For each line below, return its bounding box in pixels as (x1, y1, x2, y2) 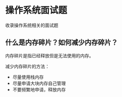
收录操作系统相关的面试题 (5, 22, 58, 28)
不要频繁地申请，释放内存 (12, 86, 66, 92)
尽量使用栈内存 (12, 74, 44, 80)
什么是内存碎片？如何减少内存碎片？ (5, 38, 118, 47)
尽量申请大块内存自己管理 (12, 80, 66, 86)
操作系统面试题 (5, 5, 68, 16)
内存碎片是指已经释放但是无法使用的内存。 (5, 52, 94, 58)
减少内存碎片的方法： (5, 63, 49, 69)
